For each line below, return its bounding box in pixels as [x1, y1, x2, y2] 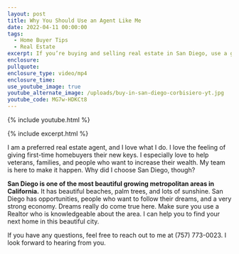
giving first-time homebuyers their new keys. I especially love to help [7, 150, 209, 159]
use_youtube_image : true [7, 83, 81, 90]
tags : [7, 30, 23, 38]
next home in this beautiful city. [7, 217, 100, 226]
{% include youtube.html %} [7, 116, 90, 124]
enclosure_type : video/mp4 [7, 70, 87, 77]
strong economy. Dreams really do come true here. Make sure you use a [7, 202, 219, 210]
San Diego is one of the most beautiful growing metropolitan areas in [7, 180, 215, 188]
